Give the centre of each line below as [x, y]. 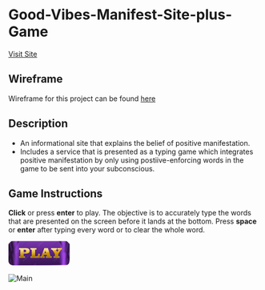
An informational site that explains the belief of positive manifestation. [135, 143]
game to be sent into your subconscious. [87, 168]
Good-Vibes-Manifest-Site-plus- [120, 15]
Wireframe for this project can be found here [82, 99]
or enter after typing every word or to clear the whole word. [107, 230]
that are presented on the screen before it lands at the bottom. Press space [133, 221]
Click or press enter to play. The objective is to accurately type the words [130, 213]
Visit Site [23, 54]
